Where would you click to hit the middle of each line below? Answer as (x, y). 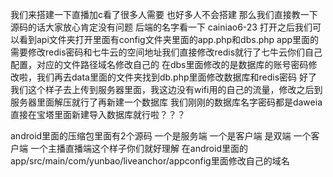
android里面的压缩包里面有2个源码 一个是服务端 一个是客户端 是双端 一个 (161, 136)
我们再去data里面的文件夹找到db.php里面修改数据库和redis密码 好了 (177, 77)
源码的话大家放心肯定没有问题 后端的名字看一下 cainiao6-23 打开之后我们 (161, 27)
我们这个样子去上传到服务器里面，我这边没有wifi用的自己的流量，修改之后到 (166, 89)
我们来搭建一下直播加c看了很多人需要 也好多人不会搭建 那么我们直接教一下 (164, 14)
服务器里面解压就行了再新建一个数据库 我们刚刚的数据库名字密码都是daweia (166, 102)
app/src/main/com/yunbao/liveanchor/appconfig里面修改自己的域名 (150, 161)
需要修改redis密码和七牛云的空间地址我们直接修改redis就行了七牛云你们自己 (166, 52)
